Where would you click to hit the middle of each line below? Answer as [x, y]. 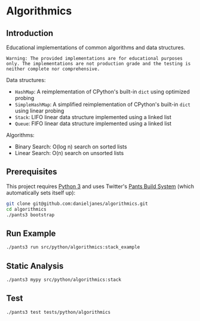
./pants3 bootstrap [30, 215]
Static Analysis [35, 266]
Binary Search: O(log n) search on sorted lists [71, 147]
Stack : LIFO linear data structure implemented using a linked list [93, 117]
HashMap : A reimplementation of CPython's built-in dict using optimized [102, 92]
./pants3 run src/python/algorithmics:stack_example [73, 247]
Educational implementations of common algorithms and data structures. [96, 47]
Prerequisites [32, 172]
